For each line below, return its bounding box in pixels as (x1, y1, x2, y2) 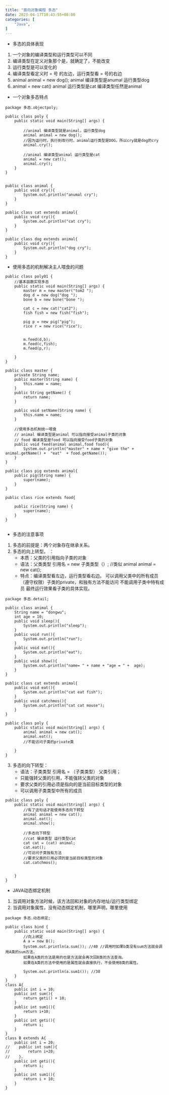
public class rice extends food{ (5, 495, 76, 500)
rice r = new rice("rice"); (23, 324, 82, 329)
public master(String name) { (14, 377, 78, 382)
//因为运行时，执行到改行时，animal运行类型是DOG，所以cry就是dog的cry (23, 138, 159, 143)
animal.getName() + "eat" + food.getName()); (5, 451, 107, 456)
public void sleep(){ (14, 619, 60, 624)
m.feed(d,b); (23, 337, 51, 342)
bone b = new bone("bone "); (23, 297, 85, 302)
